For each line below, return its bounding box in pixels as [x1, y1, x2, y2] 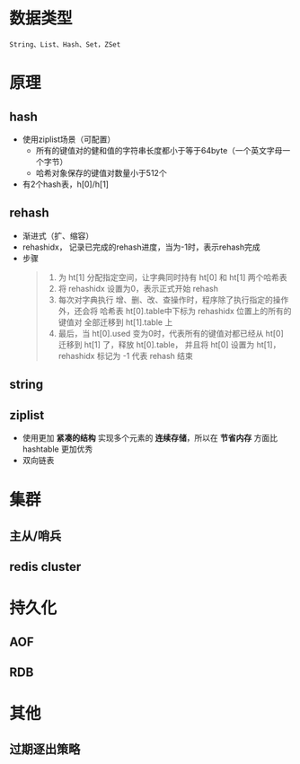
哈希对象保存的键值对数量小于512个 [35, 167, 168, 178]
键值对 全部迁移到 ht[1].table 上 [57, 316, 173, 328]
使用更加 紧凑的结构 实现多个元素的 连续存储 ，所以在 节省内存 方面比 [22, 432, 278, 443]
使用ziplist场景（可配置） [22, 134, 116, 145]
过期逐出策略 [9, 742, 81, 757]
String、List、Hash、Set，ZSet [9, 40, 121, 49]
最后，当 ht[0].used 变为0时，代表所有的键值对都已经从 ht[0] [57, 328, 285, 338]
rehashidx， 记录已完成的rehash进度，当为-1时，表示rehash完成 [22, 241, 260, 252]
